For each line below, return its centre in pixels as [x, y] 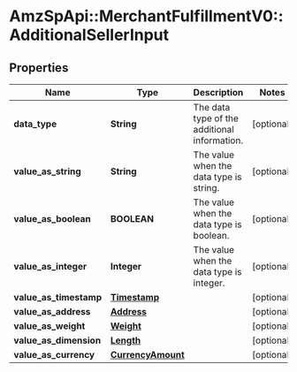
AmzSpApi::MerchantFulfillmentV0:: [147, 16]
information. [218, 140]
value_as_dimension [57, 340]
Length [126, 340]
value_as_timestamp [58, 297]
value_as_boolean [52, 219]
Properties [39, 68]
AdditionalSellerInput [89, 35]
